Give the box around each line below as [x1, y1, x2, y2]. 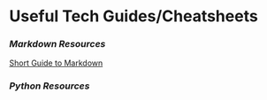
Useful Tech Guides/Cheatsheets [9, 6, 258, 27]
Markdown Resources [9, 38, 106, 50]
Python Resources [9, 80, 90, 92]
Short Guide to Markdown [9, 58, 103, 68]
